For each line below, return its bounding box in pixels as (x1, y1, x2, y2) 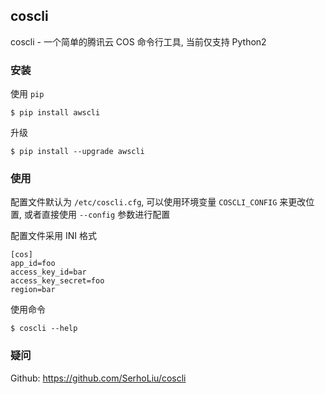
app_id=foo (10, 259, 56, 269)
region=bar (10, 285, 56, 295)
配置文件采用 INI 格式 (10, 230, 97, 242)
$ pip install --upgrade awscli (10, 147, 145, 157)
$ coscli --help (10, 324, 78, 334)
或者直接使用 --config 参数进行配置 (23, 209, 171, 221)
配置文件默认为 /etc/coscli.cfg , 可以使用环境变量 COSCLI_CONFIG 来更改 (10, 196, 307, 208)
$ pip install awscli (10, 108, 101, 118)
